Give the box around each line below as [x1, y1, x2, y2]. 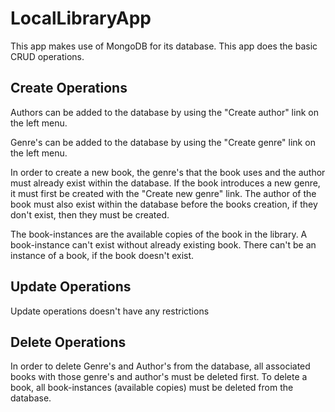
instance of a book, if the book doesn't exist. [10, 249, 195, 261]
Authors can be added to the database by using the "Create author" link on [10, 106, 319, 118]
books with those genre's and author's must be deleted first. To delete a [10, 371, 308, 383]
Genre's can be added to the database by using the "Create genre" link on [10, 136, 316, 148]
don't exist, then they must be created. [10, 208, 170, 221]
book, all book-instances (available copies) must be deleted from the [10, 382, 294, 394]
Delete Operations [10, 333, 127, 351]
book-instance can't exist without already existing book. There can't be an [10, 238, 317, 251]
